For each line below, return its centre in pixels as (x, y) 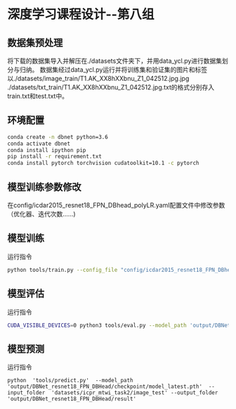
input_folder (26, 393)
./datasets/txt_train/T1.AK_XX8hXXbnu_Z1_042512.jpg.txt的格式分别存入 (111, 87)
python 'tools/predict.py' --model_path (70, 381)
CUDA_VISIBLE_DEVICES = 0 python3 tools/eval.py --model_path (97, 325)
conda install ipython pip (47, 150)
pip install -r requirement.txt (54, 157)
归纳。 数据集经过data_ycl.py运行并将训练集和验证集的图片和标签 (113, 70)
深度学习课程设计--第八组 (81, 14)
